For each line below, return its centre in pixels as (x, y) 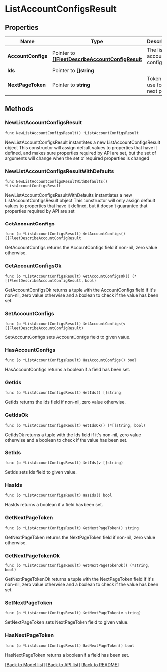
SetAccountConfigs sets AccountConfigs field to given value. (68, 337)
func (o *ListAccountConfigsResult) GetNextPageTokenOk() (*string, (78, 565)
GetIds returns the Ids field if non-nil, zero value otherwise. (65, 402)
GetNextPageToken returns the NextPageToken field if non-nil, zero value (80, 537)
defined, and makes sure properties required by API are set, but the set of (81, 153)
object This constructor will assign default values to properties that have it (81, 147)
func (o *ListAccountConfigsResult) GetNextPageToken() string (72, 528)
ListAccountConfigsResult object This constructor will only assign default (80, 200)
